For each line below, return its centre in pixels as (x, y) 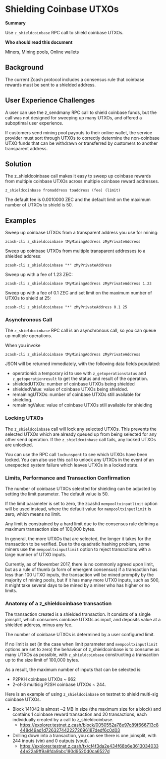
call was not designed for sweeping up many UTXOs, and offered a (74, 117)
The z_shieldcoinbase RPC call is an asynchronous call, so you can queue (81, 331)
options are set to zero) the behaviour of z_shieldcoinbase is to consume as (82, 650)
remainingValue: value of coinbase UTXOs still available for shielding (82, 405)
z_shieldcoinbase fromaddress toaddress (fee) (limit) (63, 190)
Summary (15, 23)
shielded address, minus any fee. (39, 625)
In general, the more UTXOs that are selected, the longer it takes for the (78, 539)
